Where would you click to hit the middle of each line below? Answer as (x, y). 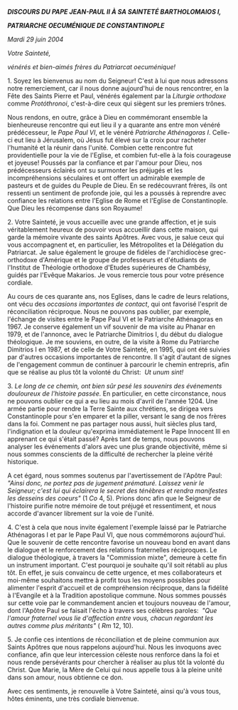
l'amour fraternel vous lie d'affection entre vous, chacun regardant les (110, 618)
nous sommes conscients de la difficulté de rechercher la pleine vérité (110, 454)
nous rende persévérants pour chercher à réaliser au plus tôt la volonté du (116, 662)
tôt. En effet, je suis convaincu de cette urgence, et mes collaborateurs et (115, 572)
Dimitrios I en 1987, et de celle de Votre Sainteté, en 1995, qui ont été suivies (119, 349)
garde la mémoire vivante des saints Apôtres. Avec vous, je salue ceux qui (116, 237)
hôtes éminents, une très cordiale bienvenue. (74, 699)
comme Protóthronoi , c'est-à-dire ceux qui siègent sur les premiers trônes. (117, 103)
